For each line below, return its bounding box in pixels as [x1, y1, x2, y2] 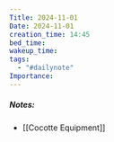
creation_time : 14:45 [9, 30, 91, 39]
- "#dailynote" [17, 64, 75, 73]
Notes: [9, 100, 36, 111]
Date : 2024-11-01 [9, 22, 75, 31]
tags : [9, 55, 30, 64]
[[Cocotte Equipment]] [22, 122, 106, 133]
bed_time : [9, 38, 47, 48]
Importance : [9, 72, 54, 81]
